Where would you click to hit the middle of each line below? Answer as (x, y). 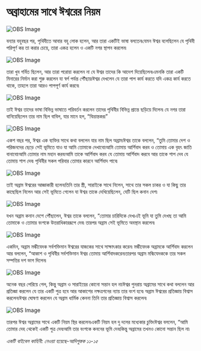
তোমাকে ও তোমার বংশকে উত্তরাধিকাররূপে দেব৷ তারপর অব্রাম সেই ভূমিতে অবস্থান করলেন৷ (80, 222)
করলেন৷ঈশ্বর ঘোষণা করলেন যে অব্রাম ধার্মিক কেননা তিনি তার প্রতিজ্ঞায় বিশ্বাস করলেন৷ (77, 298)
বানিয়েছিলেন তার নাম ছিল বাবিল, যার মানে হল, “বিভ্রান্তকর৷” (57, 116)
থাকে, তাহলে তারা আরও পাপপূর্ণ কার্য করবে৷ (43, 85)
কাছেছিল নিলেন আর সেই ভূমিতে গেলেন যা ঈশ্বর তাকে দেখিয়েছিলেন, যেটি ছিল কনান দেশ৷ (82, 191)
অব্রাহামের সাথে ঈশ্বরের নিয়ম (53, 12)
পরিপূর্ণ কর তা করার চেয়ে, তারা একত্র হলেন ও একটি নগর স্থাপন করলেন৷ (66, 48)
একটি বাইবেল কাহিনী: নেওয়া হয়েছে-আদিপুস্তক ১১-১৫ (52, 341)
